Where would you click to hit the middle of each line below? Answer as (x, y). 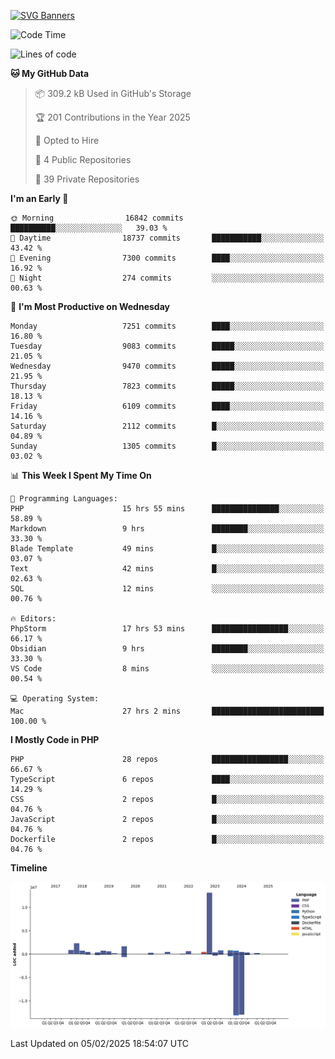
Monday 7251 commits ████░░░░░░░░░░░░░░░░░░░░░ (167, 326)
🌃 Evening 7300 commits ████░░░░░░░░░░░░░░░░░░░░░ (167, 258)
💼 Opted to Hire (67, 140)
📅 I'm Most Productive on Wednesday (90, 306)
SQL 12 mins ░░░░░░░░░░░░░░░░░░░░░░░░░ (167, 589)
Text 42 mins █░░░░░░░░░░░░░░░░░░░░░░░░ (167, 569)
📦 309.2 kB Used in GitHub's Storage (113, 93)
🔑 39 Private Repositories (87, 179)
